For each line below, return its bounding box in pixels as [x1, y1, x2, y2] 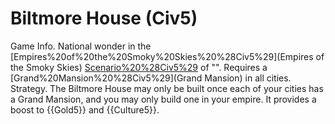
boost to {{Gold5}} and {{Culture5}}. [10, 103, 160, 116]
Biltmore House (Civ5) [10, 7, 198, 30]
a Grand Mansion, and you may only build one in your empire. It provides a [10, 93, 317, 105]
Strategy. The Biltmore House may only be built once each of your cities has [10, 82, 324, 94]
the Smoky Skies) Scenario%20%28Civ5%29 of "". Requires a [10, 61, 268, 73]
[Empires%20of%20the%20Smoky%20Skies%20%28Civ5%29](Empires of [10, 50, 325, 62]
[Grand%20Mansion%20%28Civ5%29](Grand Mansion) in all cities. [10, 72, 292, 84]
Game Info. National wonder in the [10, 40, 152, 52]
